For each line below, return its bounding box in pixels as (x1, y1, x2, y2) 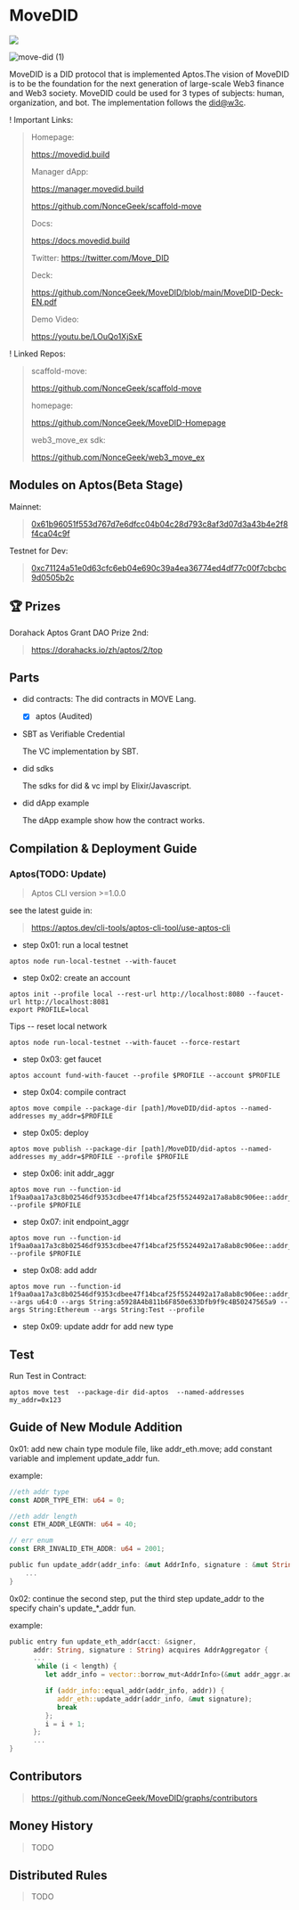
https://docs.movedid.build (30, 235, 131, 246)
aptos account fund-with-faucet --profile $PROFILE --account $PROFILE (9, 1071, 280, 1081)
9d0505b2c (30, 572, 75, 583)
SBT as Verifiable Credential (21, 729, 125, 739)
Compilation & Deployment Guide (9, 841, 198, 856)
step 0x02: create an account (21, 973, 131, 984)
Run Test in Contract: (9, 1370, 87, 1381)
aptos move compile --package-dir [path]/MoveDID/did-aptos (9, 1104, 238, 1114)
